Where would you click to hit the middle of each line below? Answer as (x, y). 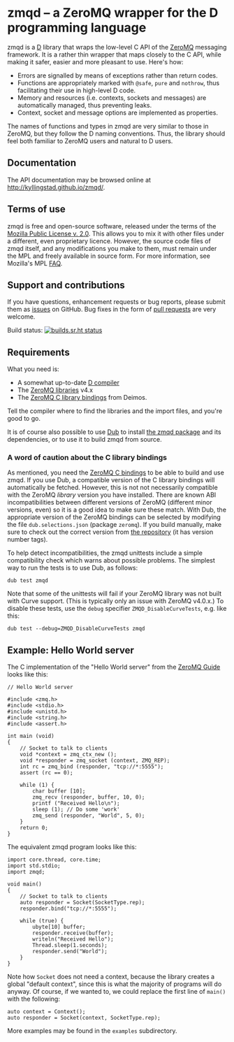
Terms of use (37, 209)
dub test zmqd (28, 581)
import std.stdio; (34, 866)
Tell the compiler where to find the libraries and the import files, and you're (115, 411)
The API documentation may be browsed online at (79, 180)
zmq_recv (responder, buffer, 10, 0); (89, 797)
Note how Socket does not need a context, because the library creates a (111, 977)
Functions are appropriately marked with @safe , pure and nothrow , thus (118, 82)
